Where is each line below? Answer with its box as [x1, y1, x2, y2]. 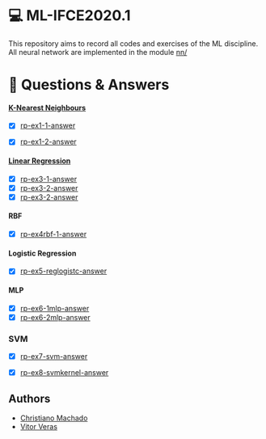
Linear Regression [8, 156, 71, 166]
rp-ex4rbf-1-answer [19, 230, 87, 239]
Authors [8, 391, 51, 405]
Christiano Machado [19, 413, 88, 423]
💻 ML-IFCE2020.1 [8, 6, 131, 25]
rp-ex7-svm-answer [19, 352, 88, 361]
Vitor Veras [19, 421, 58, 431]
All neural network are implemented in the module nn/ [8, 47, 188, 57]
